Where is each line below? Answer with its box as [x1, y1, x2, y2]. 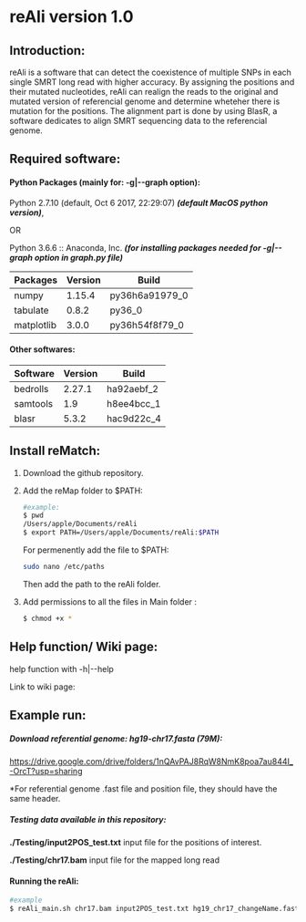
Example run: [9, 708, 87, 723]
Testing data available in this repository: [9, 813, 167, 824]
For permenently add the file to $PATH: [22, 544, 169, 555]
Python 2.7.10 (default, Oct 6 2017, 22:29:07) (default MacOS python [9, 197, 269, 208]
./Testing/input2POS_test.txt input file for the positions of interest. [9, 837, 262, 847]
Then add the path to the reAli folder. [22, 578, 161, 589]
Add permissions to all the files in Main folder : [22, 596, 198, 607]
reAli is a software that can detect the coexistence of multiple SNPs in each [9, 67, 291, 78]
